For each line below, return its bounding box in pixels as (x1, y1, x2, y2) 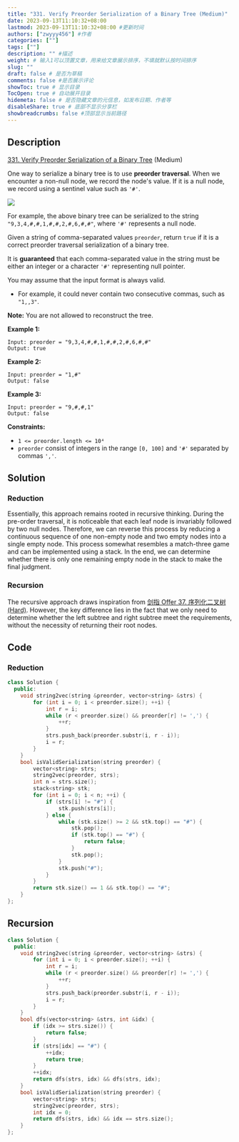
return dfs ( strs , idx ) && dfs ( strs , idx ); (33, 1076, 161, 1083)
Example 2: (7, 357, 41, 366)
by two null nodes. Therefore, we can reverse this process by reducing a (7, 525, 221, 534)
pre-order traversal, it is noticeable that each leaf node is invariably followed (7, 517, 232, 526)
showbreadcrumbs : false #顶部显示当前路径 (7, 110, 127, 117)
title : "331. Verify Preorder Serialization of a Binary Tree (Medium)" (7, 10, 228, 18)
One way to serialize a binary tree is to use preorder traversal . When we (7, 169, 220, 178)
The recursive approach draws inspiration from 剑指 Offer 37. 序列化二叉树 (7, 597, 226, 606)
